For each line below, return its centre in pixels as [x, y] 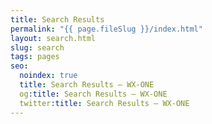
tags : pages [35, 57]
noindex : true [48, 76]
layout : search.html [53, 38]
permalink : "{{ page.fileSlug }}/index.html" [106, 29]
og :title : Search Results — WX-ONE [93, 94]
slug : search [37, 47]
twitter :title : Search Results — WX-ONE [104, 103]
